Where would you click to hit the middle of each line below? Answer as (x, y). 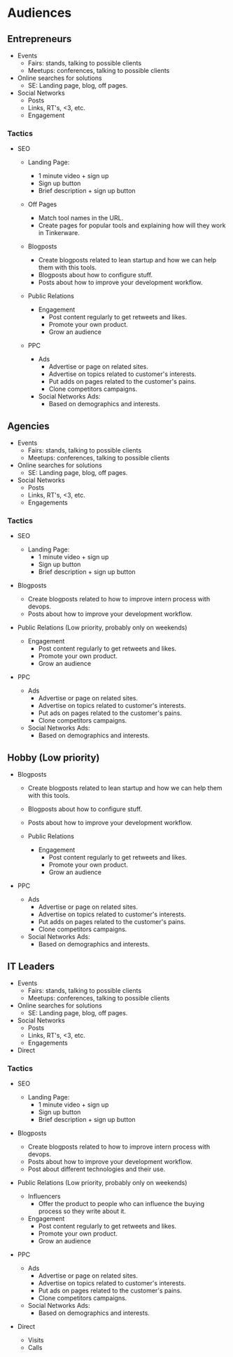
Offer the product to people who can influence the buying (121, 1204)
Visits (36, 1340)
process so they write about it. (82, 1211)
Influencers (44, 1196)
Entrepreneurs (40, 39)
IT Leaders (31, 966)
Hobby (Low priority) (54, 757)
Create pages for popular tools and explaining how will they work (132, 225)
